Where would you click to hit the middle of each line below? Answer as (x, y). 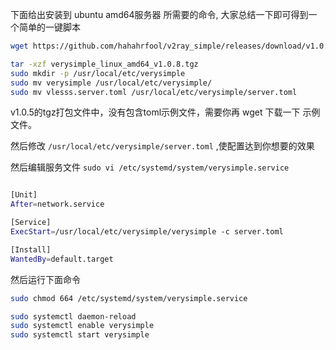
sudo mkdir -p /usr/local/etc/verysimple (98, 73)
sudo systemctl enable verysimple (82, 326)
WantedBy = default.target (62, 259)
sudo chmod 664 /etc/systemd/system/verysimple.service (129, 298)
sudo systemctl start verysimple (80, 335)
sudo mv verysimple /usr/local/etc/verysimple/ (111, 83)
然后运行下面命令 (45, 279)
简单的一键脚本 (49, 27)
